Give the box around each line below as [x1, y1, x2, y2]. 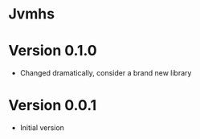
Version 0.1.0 [8, 42, 98, 60]
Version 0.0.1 [8, 96, 97, 115]
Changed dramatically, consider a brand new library [19, 68, 192, 78]
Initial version [19, 123, 64, 133]
